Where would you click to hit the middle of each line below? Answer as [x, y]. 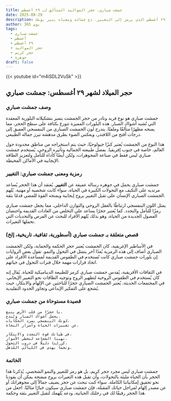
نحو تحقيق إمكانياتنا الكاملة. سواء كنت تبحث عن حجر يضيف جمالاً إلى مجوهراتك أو [82, 382]
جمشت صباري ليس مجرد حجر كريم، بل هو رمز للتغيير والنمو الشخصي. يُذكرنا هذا [82, 371]
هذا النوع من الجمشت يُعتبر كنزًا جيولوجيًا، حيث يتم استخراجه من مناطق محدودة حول [85, 144]
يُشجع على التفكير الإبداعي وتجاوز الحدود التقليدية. [53, 288]
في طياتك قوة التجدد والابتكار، [39, 334]
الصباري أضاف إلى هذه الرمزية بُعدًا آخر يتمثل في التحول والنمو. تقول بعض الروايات [84, 251]
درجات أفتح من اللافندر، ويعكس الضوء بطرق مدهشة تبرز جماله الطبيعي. [74, 134]
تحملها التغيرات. [21, 221]
